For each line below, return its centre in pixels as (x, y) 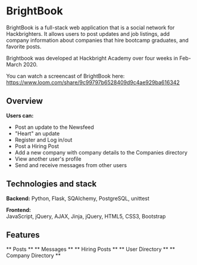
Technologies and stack (51, 184)
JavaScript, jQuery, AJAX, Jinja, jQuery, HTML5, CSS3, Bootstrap (86, 216)
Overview (25, 101)
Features (23, 235)
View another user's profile (48, 159)
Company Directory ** (34, 255)
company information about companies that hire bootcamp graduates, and (97, 40)
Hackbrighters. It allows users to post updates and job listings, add (88, 33)
